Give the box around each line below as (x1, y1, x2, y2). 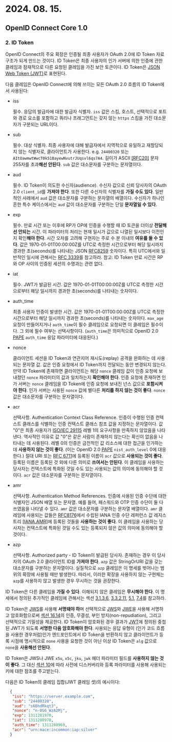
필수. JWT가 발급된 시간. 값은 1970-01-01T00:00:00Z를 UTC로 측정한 (12, 281, 154, 287)
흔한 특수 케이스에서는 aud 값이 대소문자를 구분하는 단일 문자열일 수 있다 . (12, 201, 157, 208)
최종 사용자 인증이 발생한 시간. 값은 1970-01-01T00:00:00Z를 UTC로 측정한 (12, 308, 165, 315)
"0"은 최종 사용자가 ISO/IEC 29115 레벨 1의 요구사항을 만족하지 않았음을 (12, 427, 156, 433)
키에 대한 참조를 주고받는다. (5, 668, 60, 674)
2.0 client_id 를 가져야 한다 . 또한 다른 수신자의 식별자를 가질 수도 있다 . (12, 188, 155, 195)
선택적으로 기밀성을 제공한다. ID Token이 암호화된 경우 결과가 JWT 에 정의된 (5, 619, 157, 625)
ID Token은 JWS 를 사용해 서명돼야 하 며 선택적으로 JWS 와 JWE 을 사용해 (5, 606, 150, 612)
